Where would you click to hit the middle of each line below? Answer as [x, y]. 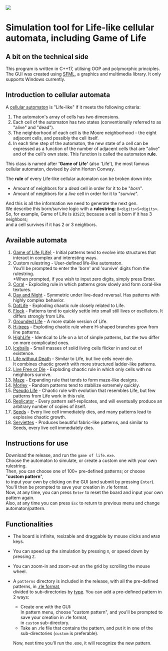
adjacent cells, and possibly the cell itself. [56, 138]
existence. [23, 353]
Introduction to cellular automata [58, 95]
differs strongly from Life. [39, 316]
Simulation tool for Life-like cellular [80, 28]
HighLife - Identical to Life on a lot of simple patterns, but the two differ [86, 337]
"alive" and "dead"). [33, 127]
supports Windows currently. [35, 79]
